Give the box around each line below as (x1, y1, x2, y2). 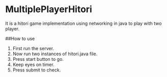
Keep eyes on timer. (12, 61, 54, 67)
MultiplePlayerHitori (5, 4, 93, 15)
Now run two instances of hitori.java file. (12, 51, 98, 57)
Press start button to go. (12, 56, 64, 62)
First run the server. (12, 45, 54, 51)
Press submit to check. (12, 67, 61, 73)
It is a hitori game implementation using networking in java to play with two (5, 20, 162, 26)
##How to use (5, 35, 35, 42)
